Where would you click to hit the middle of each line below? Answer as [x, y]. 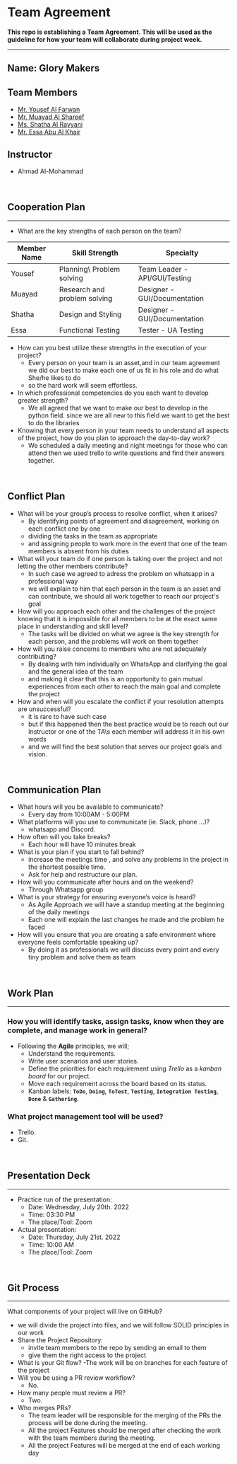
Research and [82, 289]
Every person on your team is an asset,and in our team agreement [124, 362]
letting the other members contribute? [73, 566]
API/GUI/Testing [165, 278]
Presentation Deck [49, 1176]
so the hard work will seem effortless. [83, 385]
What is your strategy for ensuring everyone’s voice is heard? [107, 897]
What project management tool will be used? [85, 1117]
